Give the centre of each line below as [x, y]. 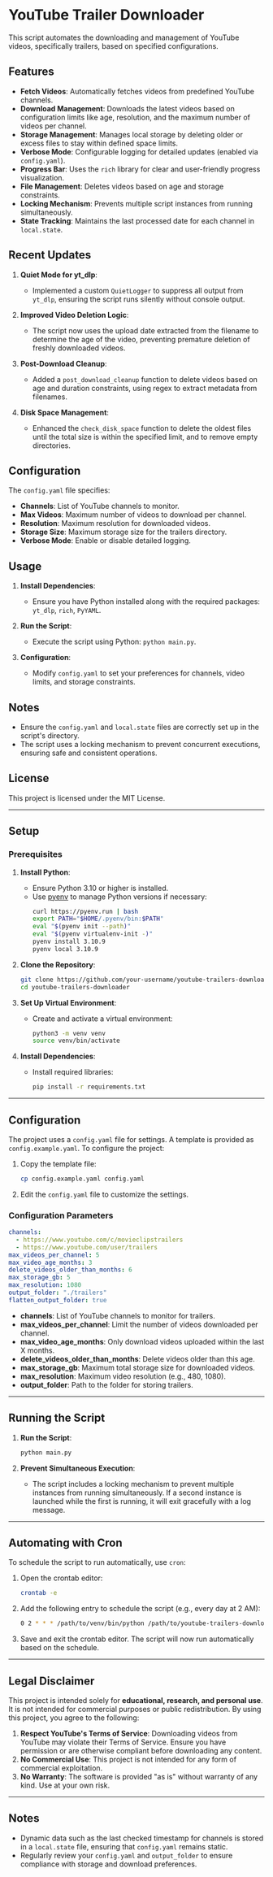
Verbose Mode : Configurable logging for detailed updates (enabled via [139, 151]
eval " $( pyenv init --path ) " [82, 927]
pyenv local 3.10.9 [65, 949]
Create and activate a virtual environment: [102, 1019]
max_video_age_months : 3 [50, 1262]
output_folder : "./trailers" [58, 1293]
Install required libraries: [73, 1072]
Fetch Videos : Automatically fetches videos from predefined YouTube [137, 91]
